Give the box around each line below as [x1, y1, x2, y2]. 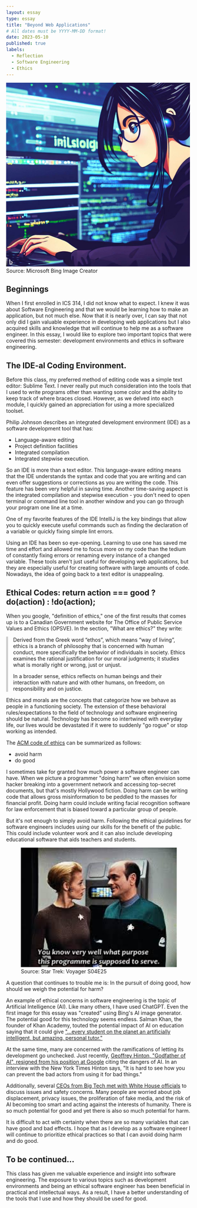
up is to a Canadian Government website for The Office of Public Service [6, 618, 182, 626]
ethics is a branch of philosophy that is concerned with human [13, 642, 165, 649]
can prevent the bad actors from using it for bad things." [6, 1071, 142, 1078]
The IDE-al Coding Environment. [6, 361, 126, 371]
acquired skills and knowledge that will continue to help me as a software [6, 325, 183, 332]
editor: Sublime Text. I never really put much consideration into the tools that [6, 382, 191, 389]
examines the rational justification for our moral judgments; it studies [13, 655, 179, 662]
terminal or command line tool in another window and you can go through [6, 498, 184, 505]
